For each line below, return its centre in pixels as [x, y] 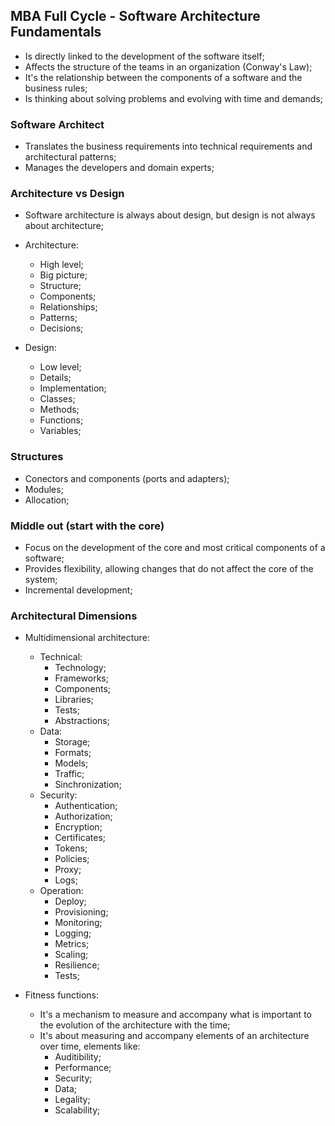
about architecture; [64, 226]
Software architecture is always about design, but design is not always [170, 215]
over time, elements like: [90, 1046]
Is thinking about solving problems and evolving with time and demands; [173, 98]
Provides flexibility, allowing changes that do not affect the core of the [169, 568]
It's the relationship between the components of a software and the [163, 77]
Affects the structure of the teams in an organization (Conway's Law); [168, 66]
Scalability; [77, 1110]
